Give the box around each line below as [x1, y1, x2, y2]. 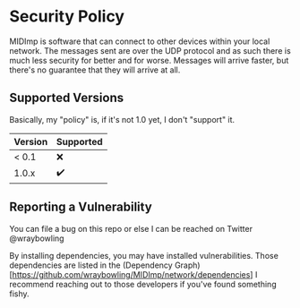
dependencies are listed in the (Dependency [9, 260, 173, 270]
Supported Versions [9, 90, 124, 106]
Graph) [174, 260, 201, 270]
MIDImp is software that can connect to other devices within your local [9, 36, 270, 47]
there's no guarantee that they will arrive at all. [9, 64, 181, 75]
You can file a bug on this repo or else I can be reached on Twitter [9, 223, 253, 234]
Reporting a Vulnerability [9, 200, 152, 215]
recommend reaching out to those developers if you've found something [9, 278, 277, 289]
